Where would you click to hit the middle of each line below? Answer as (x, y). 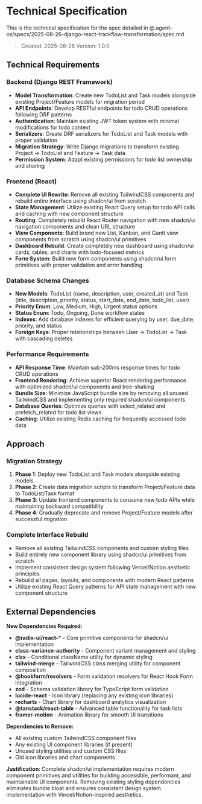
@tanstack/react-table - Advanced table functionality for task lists (99, 708)
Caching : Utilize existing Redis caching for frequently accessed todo (100, 419)
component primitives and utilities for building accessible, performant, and (99, 776)
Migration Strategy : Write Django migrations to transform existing (97, 147)
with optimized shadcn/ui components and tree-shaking (84, 387)
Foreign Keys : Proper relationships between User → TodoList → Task (101, 332)
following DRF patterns (43, 114)
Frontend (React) (32, 181)
